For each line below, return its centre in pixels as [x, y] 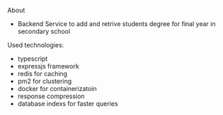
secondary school [44, 31]
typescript [33, 59]
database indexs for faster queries [68, 104]
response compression [51, 96]
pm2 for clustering [45, 81]
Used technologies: [36, 45]
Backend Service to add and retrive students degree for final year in [116, 24]
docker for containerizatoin [57, 89]
